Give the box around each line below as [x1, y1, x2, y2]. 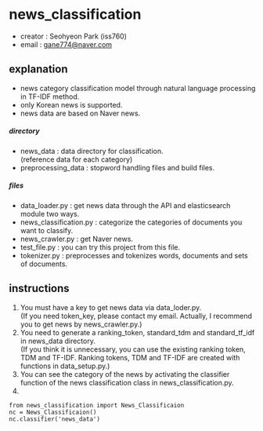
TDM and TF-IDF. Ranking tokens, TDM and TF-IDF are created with [20, 352, 240, 362]
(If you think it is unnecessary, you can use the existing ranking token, [20, 344, 246, 354]
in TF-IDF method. [20, 92, 80, 101]
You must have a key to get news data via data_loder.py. [20, 302, 202, 312]
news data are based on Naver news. [20, 108, 141, 118]
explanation [9, 63, 68, 76]
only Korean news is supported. [20, 100, 123, 109]
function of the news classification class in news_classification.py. [20, 378, 234, 387]
